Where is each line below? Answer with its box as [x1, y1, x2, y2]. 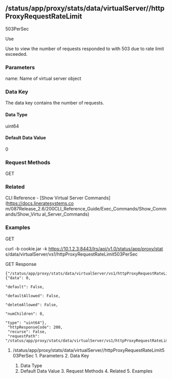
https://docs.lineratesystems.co [7, 200, 74, 206]
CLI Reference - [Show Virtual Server [5, 195, 83, 201]
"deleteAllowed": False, [5, 302, 58, 307]
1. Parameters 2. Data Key [35, 352, 90, 359]
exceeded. [5, 51, 28, 57]
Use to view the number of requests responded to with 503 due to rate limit [5, 46, 164, 52]
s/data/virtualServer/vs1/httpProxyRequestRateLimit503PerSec [5, 251, 138, 257]
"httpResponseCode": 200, [7, 325, 63, 330]
